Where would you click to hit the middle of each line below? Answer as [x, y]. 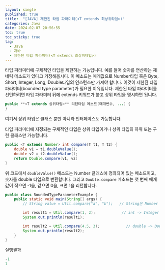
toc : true [15, 33]
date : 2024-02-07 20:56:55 [33, 28]
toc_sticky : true [23, 37]
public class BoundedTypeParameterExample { [51, 195]
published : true [22, 14]
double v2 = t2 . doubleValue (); [46, 154]
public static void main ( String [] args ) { [58, 199]
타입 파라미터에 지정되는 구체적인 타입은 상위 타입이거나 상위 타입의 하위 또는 [79, 129]
